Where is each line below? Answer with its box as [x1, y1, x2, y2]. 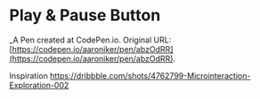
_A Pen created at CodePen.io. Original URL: [9, 34, 172, 45]
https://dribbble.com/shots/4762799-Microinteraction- [50, 70, 251, 80]
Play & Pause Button [9, 5, 161, 26]
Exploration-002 [9, 80, 69, 90]
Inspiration [9, 70, 49, 80]
